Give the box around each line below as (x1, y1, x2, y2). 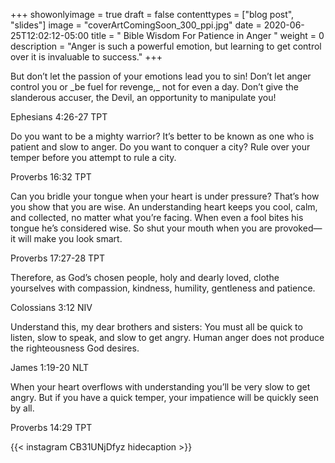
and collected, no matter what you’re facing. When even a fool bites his (10, 212, 304, 223)
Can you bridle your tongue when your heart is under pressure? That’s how (10, 190, 320, 202)
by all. (10, 402, 35, 414)
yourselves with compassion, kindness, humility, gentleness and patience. (10, 282, 316, 294)
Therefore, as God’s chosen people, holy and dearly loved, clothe (10, 272, 280, 283)
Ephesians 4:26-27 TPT (10, 111, 108, 123)
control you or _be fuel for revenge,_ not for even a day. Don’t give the (10, 81, 299, 93)
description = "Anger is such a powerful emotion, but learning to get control (10, 40, 322, 52)
